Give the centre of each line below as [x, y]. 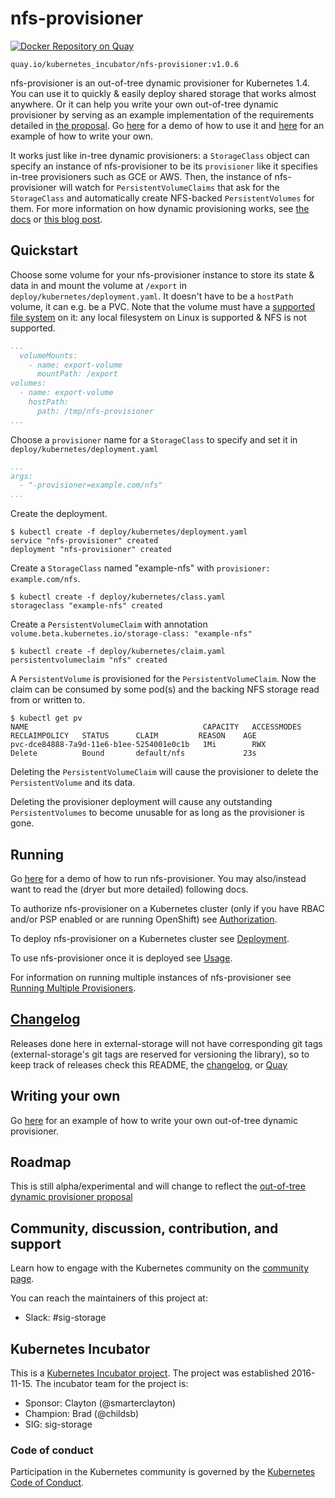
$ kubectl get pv [46, 718]
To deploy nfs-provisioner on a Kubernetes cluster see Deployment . [150, 938]
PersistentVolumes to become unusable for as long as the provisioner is [157, 813]
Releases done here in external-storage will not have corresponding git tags [166, 1043]
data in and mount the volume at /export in [98, 285]
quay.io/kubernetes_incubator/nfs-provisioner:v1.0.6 [125, 64]
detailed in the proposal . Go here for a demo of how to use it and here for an [167, 125]
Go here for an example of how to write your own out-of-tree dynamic [154, 1120]
